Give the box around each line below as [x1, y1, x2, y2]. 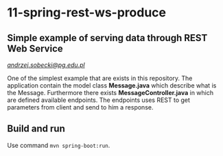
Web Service [7, 42, 63, 54]
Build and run [7, 123, 65, 135]
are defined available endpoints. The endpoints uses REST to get [7, 96, 191, 104]
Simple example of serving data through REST [7, 32, 208, 44]
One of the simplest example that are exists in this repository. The [7, 74, 193, 82]
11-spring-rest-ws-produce [7, 5, 167, 21]
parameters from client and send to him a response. [7, 103, 154, 111]
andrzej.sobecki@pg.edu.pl [7, 61, 85, 69]
